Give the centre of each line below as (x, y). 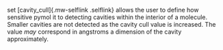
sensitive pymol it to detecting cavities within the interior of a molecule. (107, 17)
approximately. (28, 39)
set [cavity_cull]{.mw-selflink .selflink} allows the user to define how (103, 10)
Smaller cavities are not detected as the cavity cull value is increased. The (112, 24)
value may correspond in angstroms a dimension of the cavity (94, 32)
